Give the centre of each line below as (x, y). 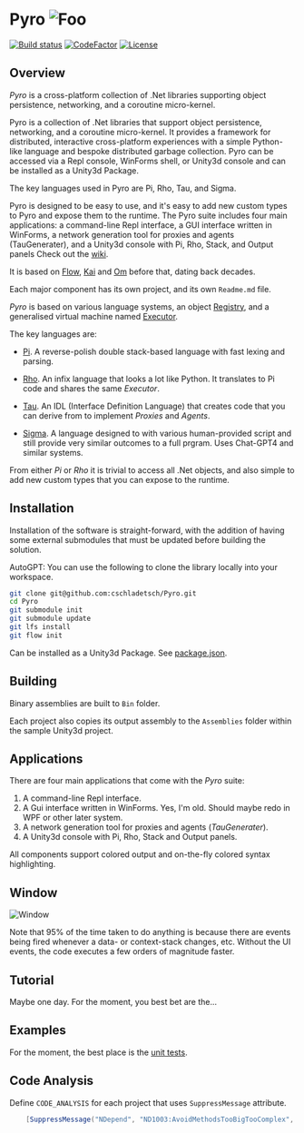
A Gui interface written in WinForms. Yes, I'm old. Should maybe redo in (156, 808)
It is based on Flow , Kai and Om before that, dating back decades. (132, 271)
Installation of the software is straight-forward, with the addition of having (147, 530)
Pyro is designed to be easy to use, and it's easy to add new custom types (148, 205)
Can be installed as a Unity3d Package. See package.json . (118, 653)
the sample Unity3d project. (61, 730)
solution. (26, 549)
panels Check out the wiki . (59, 253)
